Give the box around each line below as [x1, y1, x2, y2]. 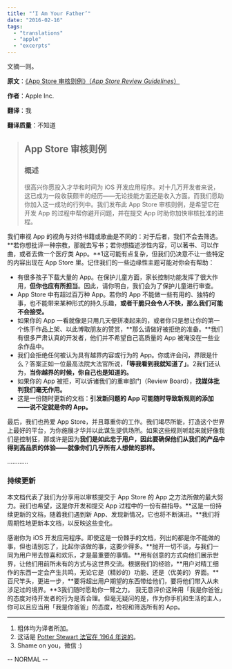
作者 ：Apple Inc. [7, 91, 55, 100]
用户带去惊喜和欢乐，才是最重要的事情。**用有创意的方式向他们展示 [19, 551, 213, 559]
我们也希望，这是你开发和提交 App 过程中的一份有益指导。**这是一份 [19, 501, 216, 510]
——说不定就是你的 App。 [17, 402, 92, 411]
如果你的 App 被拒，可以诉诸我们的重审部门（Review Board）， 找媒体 [17, 377, 214, 385]
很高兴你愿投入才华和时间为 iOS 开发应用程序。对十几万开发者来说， [23, 183, 220, 191]
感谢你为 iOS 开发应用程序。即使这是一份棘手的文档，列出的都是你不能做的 [7, 533, 220, 542]
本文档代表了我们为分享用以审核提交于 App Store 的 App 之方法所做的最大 [7, 492, 217, 501]
